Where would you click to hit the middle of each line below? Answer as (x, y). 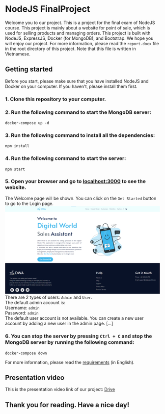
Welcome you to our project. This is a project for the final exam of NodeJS (80, 23)
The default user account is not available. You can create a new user (74, 318)
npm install (17, 146)
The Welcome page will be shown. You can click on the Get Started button (81, 198)
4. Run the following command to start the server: (66, 158)
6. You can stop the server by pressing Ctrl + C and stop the (79, 336)
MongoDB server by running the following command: (70, 342)
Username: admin (22, 308)
